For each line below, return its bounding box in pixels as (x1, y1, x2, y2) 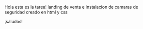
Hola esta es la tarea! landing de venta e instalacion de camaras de (4, 4, 139, 10)
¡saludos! (4, 19, 23, 24)
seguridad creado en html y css (4, 9, 68, 15)
